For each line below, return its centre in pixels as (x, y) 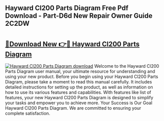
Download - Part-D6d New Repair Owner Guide (79, 16)
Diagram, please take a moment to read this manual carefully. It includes (79, 82)
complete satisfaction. (28, 113)
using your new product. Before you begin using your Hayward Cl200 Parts (82, 77)
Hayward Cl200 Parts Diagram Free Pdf (67, 8)
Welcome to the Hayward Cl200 (127, 66)
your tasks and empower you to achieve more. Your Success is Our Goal (79, 103)
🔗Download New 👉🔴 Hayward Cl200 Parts (72, 44)
